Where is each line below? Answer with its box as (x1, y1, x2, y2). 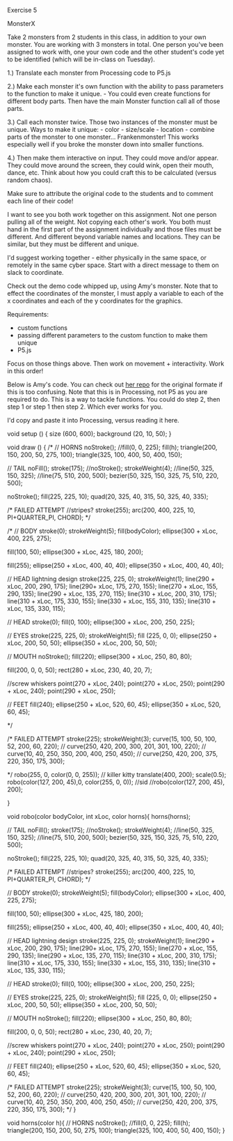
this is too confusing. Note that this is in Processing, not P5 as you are (7, 388, 208, 396)
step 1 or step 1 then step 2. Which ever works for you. (7, 402, 163, 411)
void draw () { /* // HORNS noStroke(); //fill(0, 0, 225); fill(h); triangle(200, (7, 443, 218, 451)
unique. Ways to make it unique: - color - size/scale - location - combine (7, 126, 215, 133)
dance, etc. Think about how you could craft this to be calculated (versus (7, 169, 217, 176)
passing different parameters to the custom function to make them (17, 331, 208, 339)
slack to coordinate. (7, 269, 64, 276)
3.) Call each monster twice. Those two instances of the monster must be (7, 118, 218, 126)
